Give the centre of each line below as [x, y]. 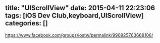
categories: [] [27, 23]
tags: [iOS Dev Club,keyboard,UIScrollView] [75, 16]
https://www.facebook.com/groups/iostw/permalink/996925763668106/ [79, 35]
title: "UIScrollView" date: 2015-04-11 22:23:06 [80, 8]
